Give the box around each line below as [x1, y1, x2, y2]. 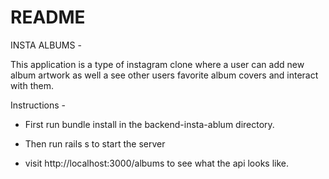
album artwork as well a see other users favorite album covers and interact [10, 69, 319, 81]
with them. [10, 79, 54, 91]
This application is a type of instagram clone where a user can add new [10, 58, 305, 70]
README [10, 6, 86, 29]
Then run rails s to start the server [24, 137, 166, 150]
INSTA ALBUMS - [10, 39, 82, 51]
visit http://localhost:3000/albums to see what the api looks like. [24, 157, 290, 169]
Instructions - [10, 99, 66, 111]
